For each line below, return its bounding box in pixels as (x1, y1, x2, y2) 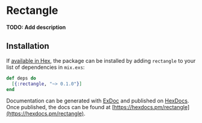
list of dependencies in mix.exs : (6, 63, 85, 71)
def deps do (6, 75, 36, 81)
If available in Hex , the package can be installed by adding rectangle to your (6, 57, 196, 64)
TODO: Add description (6, 24, 66, 31)
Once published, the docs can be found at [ (6, 104, 115, 111)
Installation (6, 41, 49, 51)
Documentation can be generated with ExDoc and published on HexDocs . (6, 97, 189, 104)
